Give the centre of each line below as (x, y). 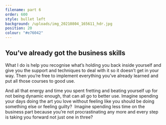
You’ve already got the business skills (65, 53)
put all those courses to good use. (40, 81)
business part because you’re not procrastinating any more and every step (82, 112)
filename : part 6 (23, 10)
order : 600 (16, 14)
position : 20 (19, 28)
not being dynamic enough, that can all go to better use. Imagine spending (82, 96)
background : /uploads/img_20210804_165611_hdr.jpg (59, 24)
